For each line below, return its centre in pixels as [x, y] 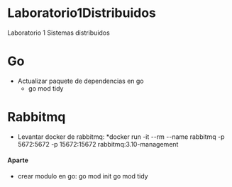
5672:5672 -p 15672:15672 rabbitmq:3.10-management [98, 144]
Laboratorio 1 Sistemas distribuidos [59, 33]
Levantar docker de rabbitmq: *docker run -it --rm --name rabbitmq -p [121, 137]
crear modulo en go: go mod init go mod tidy [83, 176]
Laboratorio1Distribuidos [82, 13]
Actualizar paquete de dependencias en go [81, 81]
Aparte [18, 160]
